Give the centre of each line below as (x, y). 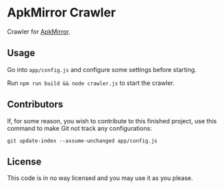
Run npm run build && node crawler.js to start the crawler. (91, 83)
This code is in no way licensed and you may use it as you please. (100, 178)
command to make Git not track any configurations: (79, 128)
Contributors (35, 104)
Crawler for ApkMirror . (39, 32)
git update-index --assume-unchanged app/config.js (82, 141)
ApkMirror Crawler (62, 13)
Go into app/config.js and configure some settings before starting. (102, 69)
